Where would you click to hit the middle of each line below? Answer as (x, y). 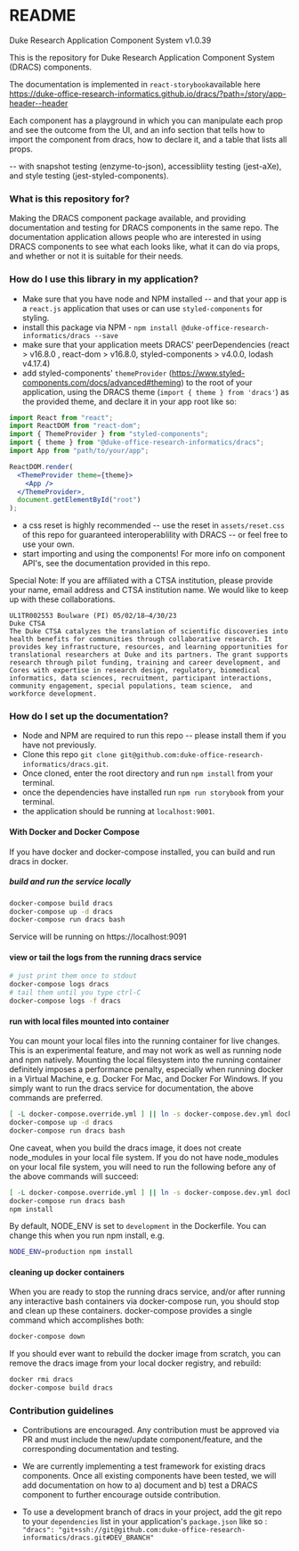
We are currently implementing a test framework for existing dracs (144, 1466)
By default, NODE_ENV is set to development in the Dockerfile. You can (138, 1226)
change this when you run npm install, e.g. (87, 1235)
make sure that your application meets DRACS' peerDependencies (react (156, 344)
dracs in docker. (39, 861)
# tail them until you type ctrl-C (75, 993)
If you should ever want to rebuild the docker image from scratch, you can (145, 1354)
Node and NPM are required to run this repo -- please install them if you (154, 736)
